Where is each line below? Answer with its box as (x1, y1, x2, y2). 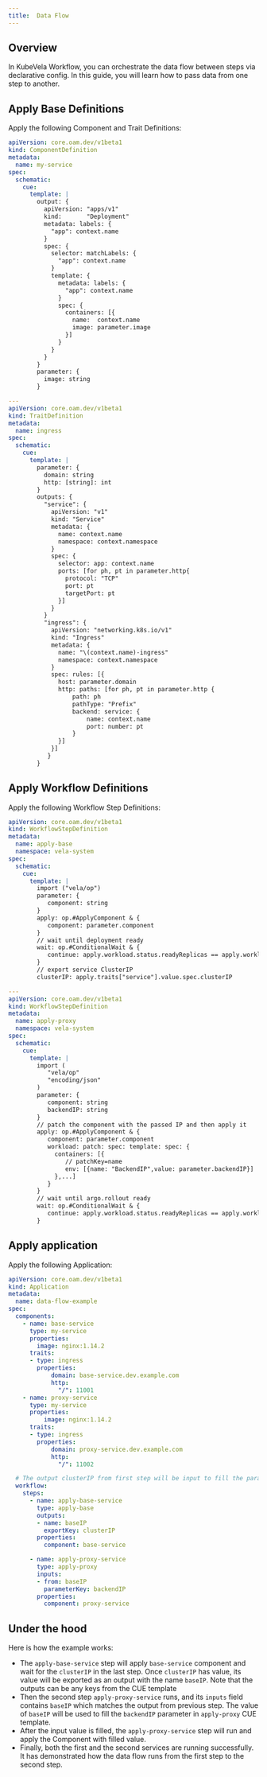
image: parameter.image (72, 324, 151, 332)
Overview (8, 41, 58, 55)
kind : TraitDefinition (8, 411, 83, 420)
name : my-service (15, 161, 73, 169)
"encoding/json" (47, 1076, 102, 1084)
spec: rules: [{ (50, 671, 105, 679)
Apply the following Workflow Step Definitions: (8, 803, 161, 812)
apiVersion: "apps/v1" (43, 205, 119, 213)
